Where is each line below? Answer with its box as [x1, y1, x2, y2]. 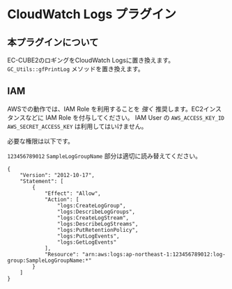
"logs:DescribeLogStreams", [56, 220, 139, 227]
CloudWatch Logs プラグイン [7, 6, 176, 22]
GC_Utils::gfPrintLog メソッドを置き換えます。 [7, 65, 144, 73]
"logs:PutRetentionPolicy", [56, 226, 139, 233]
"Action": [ [44, 196, 79, 203]
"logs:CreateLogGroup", [56, 202, 127, 209]
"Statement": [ [20, 178, 64, 185]
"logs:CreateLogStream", [56, 214, 130, 221]
